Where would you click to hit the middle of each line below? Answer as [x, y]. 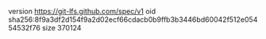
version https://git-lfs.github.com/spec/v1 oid [82, 11]
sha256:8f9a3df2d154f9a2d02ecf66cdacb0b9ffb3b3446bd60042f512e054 [133, 19]
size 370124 [62, 28]
